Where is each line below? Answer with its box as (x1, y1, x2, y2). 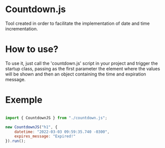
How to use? (5, 44, 59, 55)
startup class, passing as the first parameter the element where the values (5, 65, 160, 71)
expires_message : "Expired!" (14, 134, 76, 139)
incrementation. (5, 25, 38, 31)
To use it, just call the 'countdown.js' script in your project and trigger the (5, 60, 158, 66)
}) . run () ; (5, 138, 26, 144)
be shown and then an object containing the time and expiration (13, 71, 146, 77)
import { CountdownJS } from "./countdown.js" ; (5, 115, 108, 120)
